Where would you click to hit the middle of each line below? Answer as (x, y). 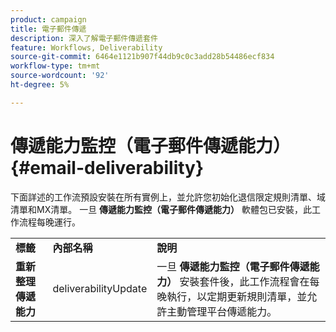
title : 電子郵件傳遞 (48, 29)
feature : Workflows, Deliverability (86, 47)
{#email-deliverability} (107, 167)
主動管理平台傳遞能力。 (222, 311)
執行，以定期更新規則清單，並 (237, 296)
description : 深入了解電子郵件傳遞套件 (84, 38)
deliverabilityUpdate (100, 288)
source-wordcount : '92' (60, 76)
